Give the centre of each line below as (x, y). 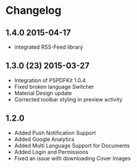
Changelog (34, 10)
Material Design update (43, 93)
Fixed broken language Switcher (54, 86)
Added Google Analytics (44, 139)
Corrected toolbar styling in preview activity (68, 99)
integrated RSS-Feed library (48, 47)
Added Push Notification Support (55, 133)
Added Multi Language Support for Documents (72, 145)
